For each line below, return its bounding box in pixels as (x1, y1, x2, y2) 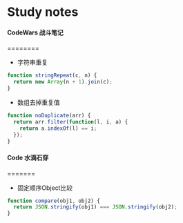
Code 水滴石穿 (7, 153, 49, 162)
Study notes (7, 4, 79, 20)
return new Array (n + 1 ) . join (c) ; (13, 79, 113, 86)
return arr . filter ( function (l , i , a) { (13, 118, 128, 125)
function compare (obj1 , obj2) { (7, 197, 100, 204)
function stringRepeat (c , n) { (7, 72, 97, 79)
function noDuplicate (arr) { (7, 112, 91, 119)
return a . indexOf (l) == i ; (19, 125, 97, 132)
